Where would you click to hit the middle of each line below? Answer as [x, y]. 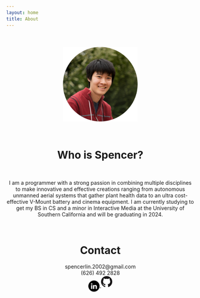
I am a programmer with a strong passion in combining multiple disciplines [100, 183]
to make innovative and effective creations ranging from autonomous [100, 189]
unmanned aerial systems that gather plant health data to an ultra [93, 195]
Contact [100, 250]
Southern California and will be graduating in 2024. [100, 215]
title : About [22, 19]
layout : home [22, 13]
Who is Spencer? [100, 155]
